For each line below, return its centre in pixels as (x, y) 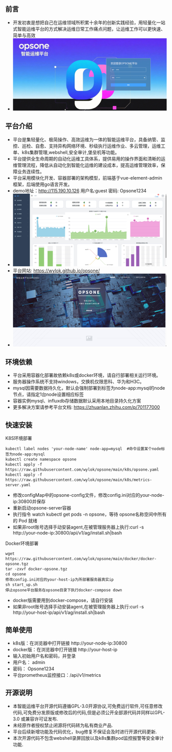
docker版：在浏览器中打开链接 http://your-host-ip (65, 649)
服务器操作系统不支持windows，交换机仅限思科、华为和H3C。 (78, 382)
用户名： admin (29, 662)
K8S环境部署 (19, 438)
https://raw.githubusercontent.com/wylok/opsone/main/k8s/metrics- (79, 480)
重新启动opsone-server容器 (42, 508)
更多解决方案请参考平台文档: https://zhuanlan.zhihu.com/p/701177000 (86, 407)
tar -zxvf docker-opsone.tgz (36, 569)
